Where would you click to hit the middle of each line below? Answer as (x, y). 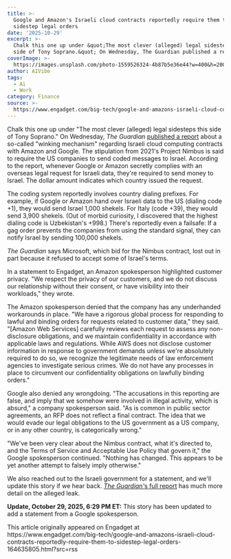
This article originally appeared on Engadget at (73, 527)
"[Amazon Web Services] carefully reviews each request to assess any (108, 328)
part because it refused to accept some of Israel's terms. (88, 258)
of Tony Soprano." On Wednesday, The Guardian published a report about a (114, 136)
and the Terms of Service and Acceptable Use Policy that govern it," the (109, 450)
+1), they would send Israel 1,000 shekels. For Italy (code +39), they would (112, 208)
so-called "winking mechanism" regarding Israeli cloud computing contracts (115, 144)
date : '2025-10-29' (35, 33)
